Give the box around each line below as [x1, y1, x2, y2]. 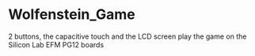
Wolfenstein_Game [8, 6, 136, 24]
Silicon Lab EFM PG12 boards [8, 39, 105, 49]
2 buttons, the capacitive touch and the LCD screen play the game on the [8, 32, 247, 41]
